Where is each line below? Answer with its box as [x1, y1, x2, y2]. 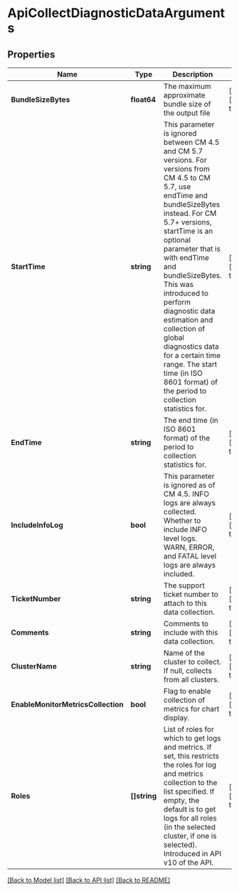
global [163, 333, 185, 342]
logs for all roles [163, 814, 217, 823]
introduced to [163, 288, 208, 298]
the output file [163, 108, 211, 118]
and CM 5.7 [163, 146, 203, 156]
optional [163, 235, 191, 244]
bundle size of [163, 99, 211, 109]
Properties [7, 48, 55, 60]
